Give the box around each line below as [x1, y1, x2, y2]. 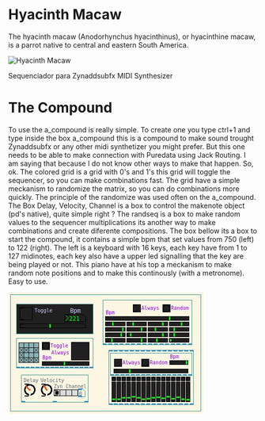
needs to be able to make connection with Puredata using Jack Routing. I [8, 150, 247, 159]
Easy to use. [8, 276, 49, 286]
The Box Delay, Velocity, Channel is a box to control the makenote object [8, 201, 245, 210]
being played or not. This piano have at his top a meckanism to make [8, 259, 232, 269]
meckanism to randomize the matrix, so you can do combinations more [8, 184, 240, 193]
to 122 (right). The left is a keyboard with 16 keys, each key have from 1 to [8, 243, 248, 252]
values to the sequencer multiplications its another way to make [8, 217, 216, 227]
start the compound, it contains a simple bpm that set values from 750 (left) [8, 234, 255, 243]
